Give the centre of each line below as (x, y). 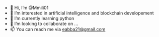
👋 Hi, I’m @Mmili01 (29, 8)
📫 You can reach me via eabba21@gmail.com (58, 29)
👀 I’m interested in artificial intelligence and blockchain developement (82, 13)
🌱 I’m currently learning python (42, 18)
